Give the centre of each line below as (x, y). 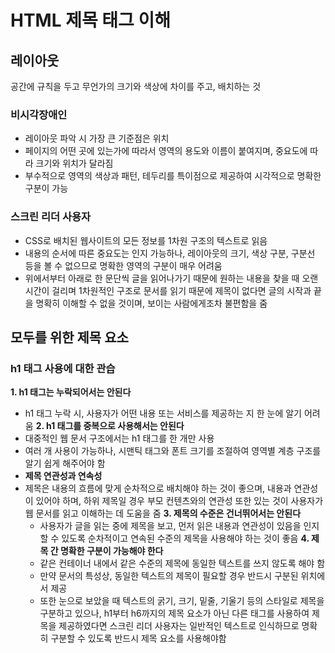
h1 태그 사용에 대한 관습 (63, 368)
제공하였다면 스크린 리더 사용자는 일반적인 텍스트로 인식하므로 (179, 626)
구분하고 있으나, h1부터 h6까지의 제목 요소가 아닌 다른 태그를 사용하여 (174, 613)
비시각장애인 (39, 114)
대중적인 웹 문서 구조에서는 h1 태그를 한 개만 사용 (119, 438)
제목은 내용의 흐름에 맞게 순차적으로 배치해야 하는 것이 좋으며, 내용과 (158, 488)
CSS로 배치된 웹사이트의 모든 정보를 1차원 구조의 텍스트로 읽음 (146, 240)
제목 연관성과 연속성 (63, 476)
